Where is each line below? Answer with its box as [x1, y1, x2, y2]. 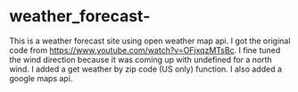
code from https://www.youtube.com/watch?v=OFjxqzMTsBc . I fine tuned [9, 44, 281, 55]
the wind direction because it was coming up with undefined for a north [9, 54, 272, 65]
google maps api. [9, 73, 73, 83]
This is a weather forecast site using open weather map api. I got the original [9, 35, 291, 46]
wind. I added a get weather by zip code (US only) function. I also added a [9, 64, 283, 74]
